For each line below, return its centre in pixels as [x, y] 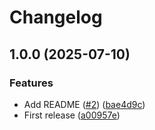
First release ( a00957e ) [72, 115]
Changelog [56, 17]
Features [31, 83]
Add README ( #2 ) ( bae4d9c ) [84, 104]
